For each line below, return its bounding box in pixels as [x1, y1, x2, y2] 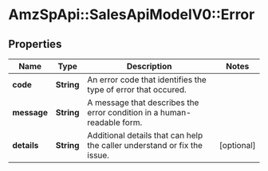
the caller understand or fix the [87, 140, 203, 150]
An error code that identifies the [87, 74, 207, 85]
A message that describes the [87, 97, 199, 108]
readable [87, 117, 121, 128]
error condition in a [87, 107, 159, 118]
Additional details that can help [87, 130, 203, 141]
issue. [87, 150, 110, 161]
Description [126, 61, 172, 72]
